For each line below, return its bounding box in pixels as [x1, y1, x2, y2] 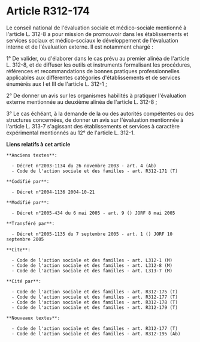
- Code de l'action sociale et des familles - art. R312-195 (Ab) [11, 331, 181, 337]
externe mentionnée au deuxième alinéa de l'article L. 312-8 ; [6, 98, 157, 106]
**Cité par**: [6, 278, 42, 284]
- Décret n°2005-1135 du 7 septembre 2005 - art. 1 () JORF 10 [11, 231, 172, 237]
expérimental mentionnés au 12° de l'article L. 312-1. [6, 129, 135, 136]
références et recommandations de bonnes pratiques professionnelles [6, 67, 180, 74]
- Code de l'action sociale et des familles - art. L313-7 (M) [11, 268, 172, 274]
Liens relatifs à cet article [6, 140, 71, 148]
